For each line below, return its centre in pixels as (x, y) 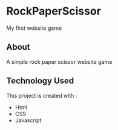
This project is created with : (42, 95)
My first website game (34, 28)
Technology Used (40, 81)
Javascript (28, 120)
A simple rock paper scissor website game (59, 61)
